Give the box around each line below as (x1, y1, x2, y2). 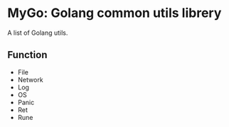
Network (17, 75, 44, 84)
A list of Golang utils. (7, 28, 68, 37)
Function (7, 49, 48, 61)
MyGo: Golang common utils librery (7, 5, 222, 21)
